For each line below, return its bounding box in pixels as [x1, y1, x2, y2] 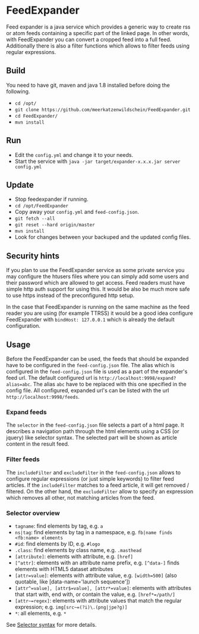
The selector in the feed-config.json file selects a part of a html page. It [6, 421, 184, 428]
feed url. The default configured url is [6, 374, 98, 381]
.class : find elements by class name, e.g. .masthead [14, 546, 142, 553]
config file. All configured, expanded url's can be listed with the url [6, 387, 169, 394]
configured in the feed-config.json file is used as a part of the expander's [6, 368, 188, 375]
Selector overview [6, 509, 61, 517]
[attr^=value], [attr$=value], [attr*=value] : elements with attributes [14, 584, 192, 591]
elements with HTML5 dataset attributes [14, 565, 113, 572]
